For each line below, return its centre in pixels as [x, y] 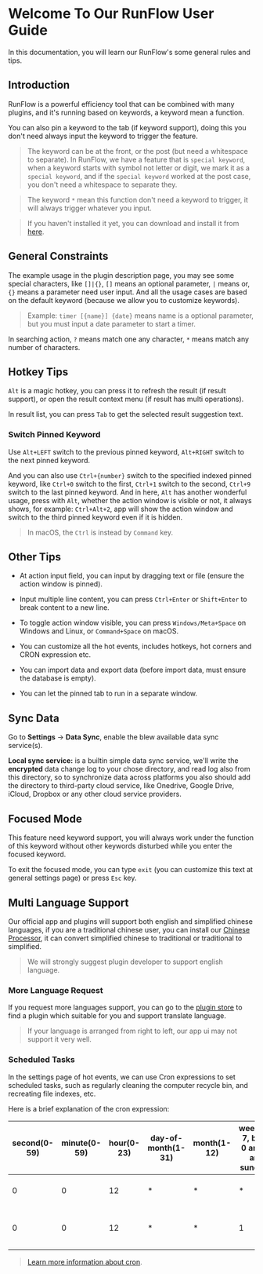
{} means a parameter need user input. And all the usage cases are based [128, 292]
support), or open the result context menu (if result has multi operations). [126, 399]
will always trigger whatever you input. [90, 208]
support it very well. [59, 1039]
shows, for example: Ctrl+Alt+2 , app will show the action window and [121, 509]
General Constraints [58, 256]
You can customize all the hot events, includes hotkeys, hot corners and [135, 646]
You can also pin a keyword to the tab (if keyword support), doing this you [127, 127]
